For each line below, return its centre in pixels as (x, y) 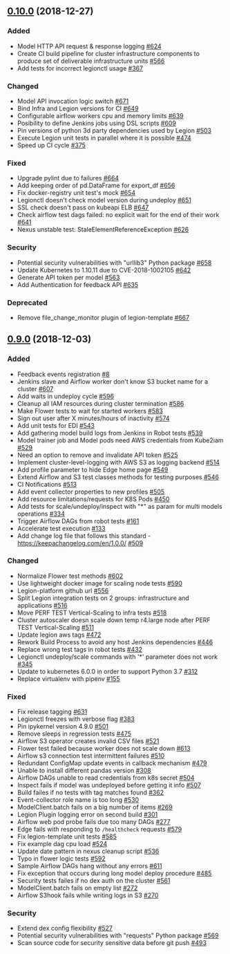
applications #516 (42, 605)
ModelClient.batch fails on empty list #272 (77, 888)
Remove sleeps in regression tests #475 (74, 734)
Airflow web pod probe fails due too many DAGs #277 (94, 822)
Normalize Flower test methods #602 (70, 576)
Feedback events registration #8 (63, 374)
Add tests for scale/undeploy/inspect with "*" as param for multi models (119, 506)
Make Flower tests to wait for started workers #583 (90, 411)
